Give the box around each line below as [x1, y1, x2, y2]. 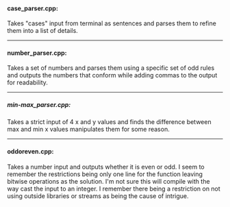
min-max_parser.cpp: [7, 101, 71, 108]
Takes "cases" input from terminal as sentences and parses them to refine [7, 19, 217, 27]
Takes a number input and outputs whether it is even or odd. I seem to [7, 162, 205, 171]
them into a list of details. [7, 27, 79, 35]
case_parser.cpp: [7, 4, 58, 12]
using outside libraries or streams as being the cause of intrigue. [7, 191, 189, 200]
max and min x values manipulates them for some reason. [7, 125, 170, 134]
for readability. [7, 78, 48, 87]
